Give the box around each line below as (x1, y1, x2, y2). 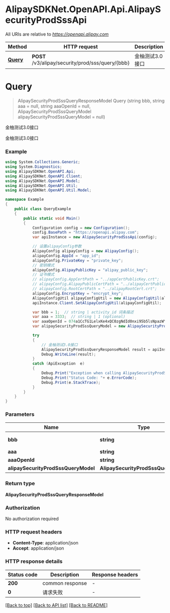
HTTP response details (5, 558, 63, 565)
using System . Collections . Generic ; (5, 160, 80, 165)
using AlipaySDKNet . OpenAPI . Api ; (5, 169, 76, 174)
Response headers (92, 571, 138, 578)
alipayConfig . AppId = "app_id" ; (32, 253, 101, 258)
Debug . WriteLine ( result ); (41, 351, 96, 357)
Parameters (5, 411, 34, 418)
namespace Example (5, 197, 44, 202)
